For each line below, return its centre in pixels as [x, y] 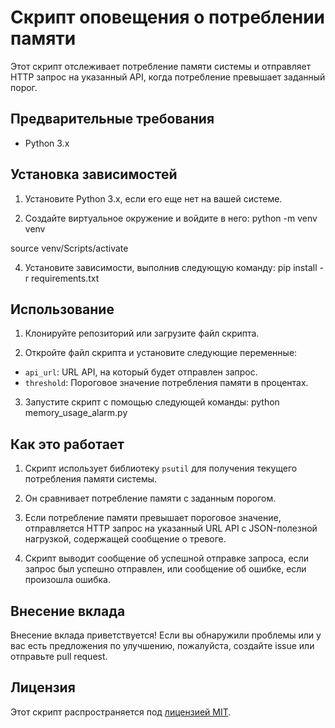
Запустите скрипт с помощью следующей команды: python [152, 402]
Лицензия [43, 687]
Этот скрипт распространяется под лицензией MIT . [121, 712]
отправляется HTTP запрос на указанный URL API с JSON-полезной [171, 528]
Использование [62, 309]
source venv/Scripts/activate [69, 248]
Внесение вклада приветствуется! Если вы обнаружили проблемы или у [166, 635]
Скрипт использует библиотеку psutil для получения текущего [161, 468]
